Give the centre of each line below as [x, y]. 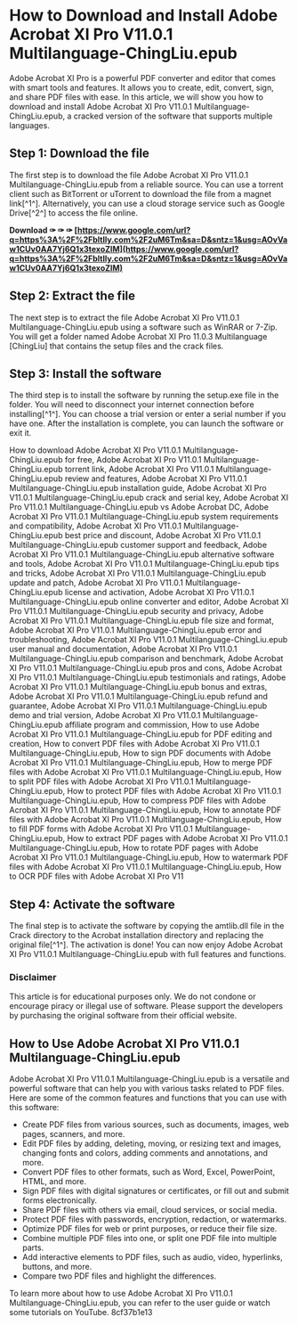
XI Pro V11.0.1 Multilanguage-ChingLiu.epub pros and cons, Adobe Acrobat [146, 668]
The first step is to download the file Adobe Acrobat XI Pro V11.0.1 [129, 175]
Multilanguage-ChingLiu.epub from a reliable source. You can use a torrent [146, 184]
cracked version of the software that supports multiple [173, 116]
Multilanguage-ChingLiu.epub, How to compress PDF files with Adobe [138, 801]
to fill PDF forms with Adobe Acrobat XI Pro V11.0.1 [101, 829]
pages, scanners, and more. [73, 1134]
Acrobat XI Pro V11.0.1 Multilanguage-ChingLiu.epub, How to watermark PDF [149, 857]
